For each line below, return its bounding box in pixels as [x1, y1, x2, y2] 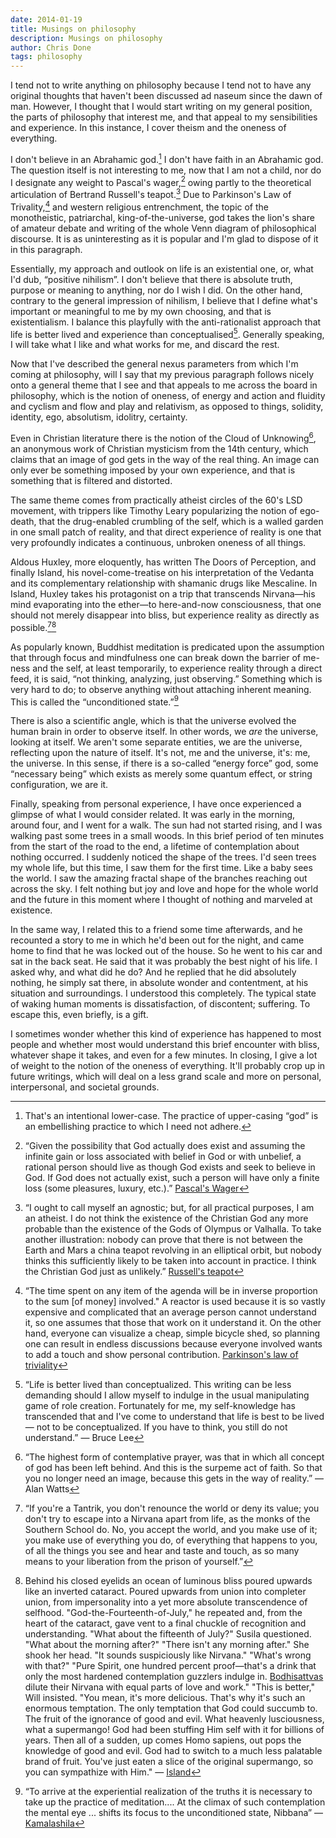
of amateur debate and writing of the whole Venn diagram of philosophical [10, 222, 317, 234]
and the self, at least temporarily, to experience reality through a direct [32, 662, 323, 674]
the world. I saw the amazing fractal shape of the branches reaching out [10, 872, 308, 885]
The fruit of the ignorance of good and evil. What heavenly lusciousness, [24, 1713, 325, 1725]
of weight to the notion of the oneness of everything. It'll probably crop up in [10, 1060, 326, 1072]
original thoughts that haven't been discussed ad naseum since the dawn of [10, 90, 323, 102]
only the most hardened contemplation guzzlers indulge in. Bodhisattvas [24, 1671, 324, 1683]
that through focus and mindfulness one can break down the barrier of [10, 651, 302, 663]
